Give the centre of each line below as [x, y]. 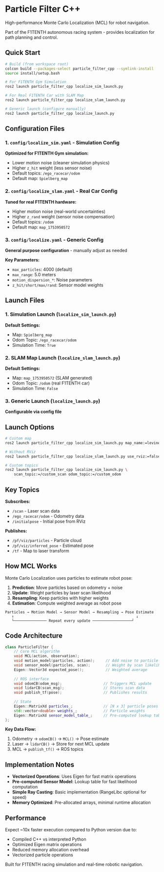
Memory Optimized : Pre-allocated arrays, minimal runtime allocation [82, 802]
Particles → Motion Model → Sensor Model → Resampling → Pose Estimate [79, 612]
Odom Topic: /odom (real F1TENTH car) [51, 383]
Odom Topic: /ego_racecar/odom [44, 340]
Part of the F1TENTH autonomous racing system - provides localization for [80, 32]
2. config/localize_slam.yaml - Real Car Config [61, 191]
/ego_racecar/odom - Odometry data [48, 516]
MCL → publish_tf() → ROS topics [48, 749]
